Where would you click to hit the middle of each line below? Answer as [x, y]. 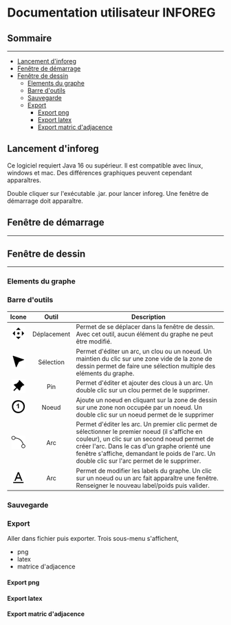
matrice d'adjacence [46, 566]
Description [149, 317]
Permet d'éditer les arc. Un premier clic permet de [147, 424]
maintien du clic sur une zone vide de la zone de [144, 358]
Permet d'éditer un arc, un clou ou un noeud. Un [144, 351]
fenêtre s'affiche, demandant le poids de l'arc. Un [146, 454]
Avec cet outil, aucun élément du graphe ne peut [144, 334]
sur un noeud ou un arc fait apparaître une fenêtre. [147, 478]
